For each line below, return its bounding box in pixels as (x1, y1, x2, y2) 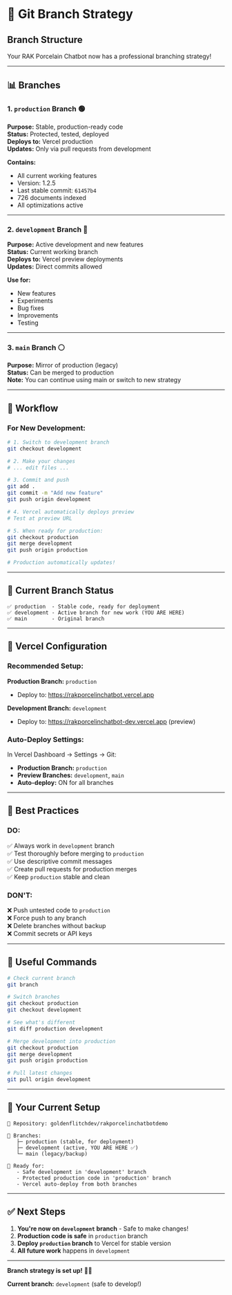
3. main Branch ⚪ (7, 343, 66, 352)
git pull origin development (7, 1076, 91, 1083)
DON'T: (7, 890, 33, 900)
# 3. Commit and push (7, 477, 70, 484)
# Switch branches (7, 993, 60, 1001)
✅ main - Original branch (7, 615, 105, 622)
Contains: (7, 158, 37, 166)
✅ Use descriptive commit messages (7, 857, 113, 865)
